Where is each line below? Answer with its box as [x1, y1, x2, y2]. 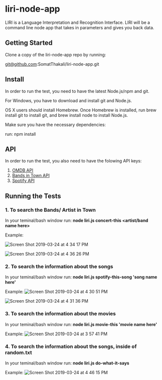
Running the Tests [5, 192, 62, 200]
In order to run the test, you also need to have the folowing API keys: [5, 158, 142, 164]
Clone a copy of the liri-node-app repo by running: [5, 52, 106, 57]
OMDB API [12, 167, 33, 173]
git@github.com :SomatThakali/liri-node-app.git [5, 61, 99, 67]
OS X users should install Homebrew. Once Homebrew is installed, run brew [5, 107, 157, 113]
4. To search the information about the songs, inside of [5, 343, 137, 350]
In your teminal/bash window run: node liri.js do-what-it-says [5, 360, 130, 366]
